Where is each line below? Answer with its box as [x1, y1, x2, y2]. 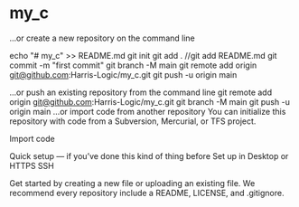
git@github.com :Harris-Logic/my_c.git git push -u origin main [9, 69, 238, 80]
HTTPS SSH [9, 160, 54, 171]
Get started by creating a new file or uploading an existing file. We [9, 177, 256, 188]
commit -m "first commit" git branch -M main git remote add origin [9, 60, 257, 71]
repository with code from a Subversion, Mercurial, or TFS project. [9, 116, 257, 127]
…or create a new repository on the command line [9, 33, 196, 43]
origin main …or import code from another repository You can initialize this [9, 106, 286, 117]
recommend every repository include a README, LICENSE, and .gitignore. [9, 187, 285, 198]
